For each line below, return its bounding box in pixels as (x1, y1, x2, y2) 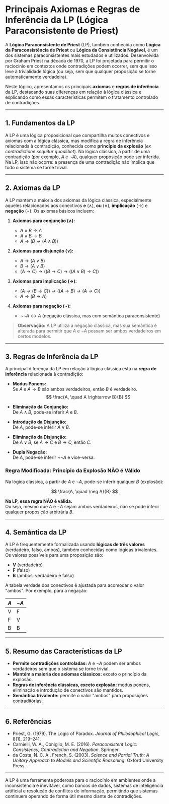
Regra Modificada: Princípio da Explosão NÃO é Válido (5, 467, 141, 474)
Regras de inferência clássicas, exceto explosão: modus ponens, (12, 682, 150, 688)
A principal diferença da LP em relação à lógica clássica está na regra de (5, 366, 157, 372)
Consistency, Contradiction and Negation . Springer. (12, 747, 120, 753)
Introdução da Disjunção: (12, 419, 67, 425)
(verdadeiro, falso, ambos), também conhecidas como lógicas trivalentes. (5, 547, 158, 553)
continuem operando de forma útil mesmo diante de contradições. (5, 793, 142, 799)
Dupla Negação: (12, 449, 47, 455)
